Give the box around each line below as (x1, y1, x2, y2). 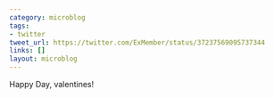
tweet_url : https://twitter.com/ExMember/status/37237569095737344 (9, 37, 266, 47)
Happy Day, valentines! (9, 79, 95, 89)
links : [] (9, 46, 46, 55)
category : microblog (9, 12, 87, 22)
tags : (9, 21, 29, 30)
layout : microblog (9, 54, 78, 63)
